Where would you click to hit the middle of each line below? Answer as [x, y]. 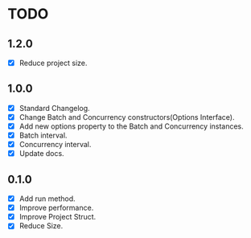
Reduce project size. [53, 63]
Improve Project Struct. [58, 217]
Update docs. [42, 154]
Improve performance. [56, 208]
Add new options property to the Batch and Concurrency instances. [132, 126]
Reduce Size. [41, 226]
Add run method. [47, 199]
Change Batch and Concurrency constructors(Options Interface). [127, 117]
